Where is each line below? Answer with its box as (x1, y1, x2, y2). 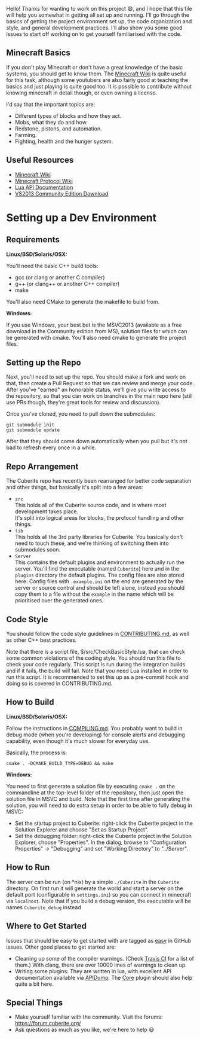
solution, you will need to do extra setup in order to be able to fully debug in (6, 802, 192, 809)
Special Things (6, 997, 63, 1007)
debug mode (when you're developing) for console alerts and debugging (6, 731, 185, 738)
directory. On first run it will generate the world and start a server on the (6, 885, 183, 892)
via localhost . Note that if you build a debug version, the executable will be (6, 897, 191, 904)
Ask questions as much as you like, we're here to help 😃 (14, 1026, 155, 1034)
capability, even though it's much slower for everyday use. (6, 737, 150, 744)
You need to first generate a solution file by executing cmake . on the (6, 782, 175, 790)
